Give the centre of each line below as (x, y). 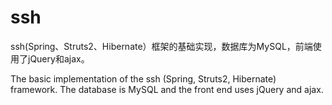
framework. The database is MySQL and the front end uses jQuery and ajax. (167, 89)
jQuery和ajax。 (58, 58)
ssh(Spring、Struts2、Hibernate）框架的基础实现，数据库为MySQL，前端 (161, 46)
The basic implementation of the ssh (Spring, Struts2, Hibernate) (143, 78)
